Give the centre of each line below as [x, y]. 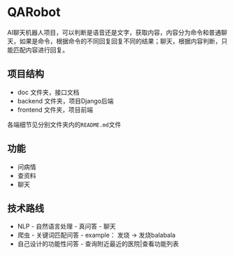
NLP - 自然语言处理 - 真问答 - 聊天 [67, 226]
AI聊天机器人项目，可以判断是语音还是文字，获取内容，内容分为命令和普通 [114, 32]
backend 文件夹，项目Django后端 [65, 101]
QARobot [34, 12]
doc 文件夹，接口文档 [48, 92]
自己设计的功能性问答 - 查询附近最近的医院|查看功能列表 [98, 244]
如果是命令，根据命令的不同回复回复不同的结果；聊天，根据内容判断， [120, 41]
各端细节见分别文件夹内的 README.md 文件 [64, 124]
